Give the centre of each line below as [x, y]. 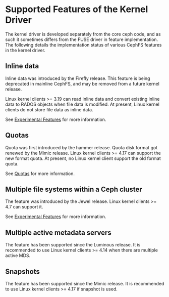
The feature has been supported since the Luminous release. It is [73, 245]
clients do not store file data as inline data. [49, 109]
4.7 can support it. [24, 207]
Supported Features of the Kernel [77, 9]
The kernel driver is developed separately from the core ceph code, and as [83, 34]
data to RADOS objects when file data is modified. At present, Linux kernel [82, 104]
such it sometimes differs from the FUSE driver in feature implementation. [82, 39]
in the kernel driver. [25, 50]
